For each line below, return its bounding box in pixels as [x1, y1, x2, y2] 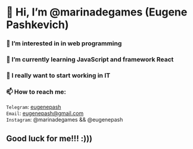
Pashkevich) [6, 18, 69, 32]
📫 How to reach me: [6, 88, 67, 96]
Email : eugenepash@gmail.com [6, 110, 84, 117]
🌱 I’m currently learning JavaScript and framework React [6, 55, 174, 64]
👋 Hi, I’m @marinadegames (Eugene [6, 5, 188, 19]
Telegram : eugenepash [6, 104, 61, 111]
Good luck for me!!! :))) [6, 134, 93, 144]
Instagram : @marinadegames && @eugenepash [6, 116, 123, 123]
